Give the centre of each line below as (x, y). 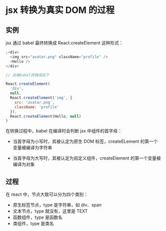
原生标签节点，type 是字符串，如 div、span (57, 205)
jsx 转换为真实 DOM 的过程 (60, 10)
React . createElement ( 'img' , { (41, 98)
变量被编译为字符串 (32, 148)
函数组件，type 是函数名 (38, 217)
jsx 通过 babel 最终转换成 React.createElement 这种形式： (64, 43)
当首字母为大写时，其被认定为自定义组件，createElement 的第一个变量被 (87, 158)
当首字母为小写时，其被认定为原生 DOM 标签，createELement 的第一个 (85, 141)
